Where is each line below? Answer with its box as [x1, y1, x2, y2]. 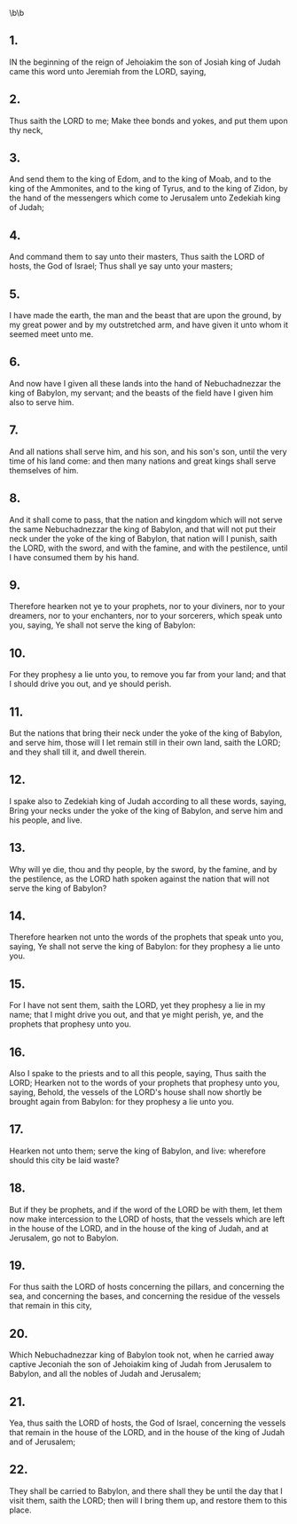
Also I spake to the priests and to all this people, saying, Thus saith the [9, 1068, 267, 1078]
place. [9, 1504, 33, 1515]
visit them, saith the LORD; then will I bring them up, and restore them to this [9, 1495, 288, 1505]
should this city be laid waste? [9, 1154, 120, 1165]
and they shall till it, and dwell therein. [9, 746, 147, 757]
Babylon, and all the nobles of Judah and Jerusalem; [9, 1369, 201, 1379]
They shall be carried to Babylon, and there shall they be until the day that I [9, 1485, 284, 1497]
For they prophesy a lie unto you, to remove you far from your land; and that [9, 669, 286, 680]
